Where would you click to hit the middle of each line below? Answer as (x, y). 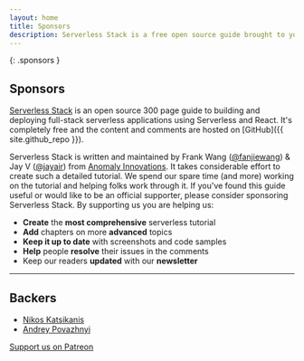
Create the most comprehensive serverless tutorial (119, 223)
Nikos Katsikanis (53, 319)
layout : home (34, 18)
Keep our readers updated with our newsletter (110, 261)
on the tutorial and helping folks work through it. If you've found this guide (147, 185)
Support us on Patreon (52, 347)
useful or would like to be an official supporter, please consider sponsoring (149, 195)
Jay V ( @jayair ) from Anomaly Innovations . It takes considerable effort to (145, 166)
